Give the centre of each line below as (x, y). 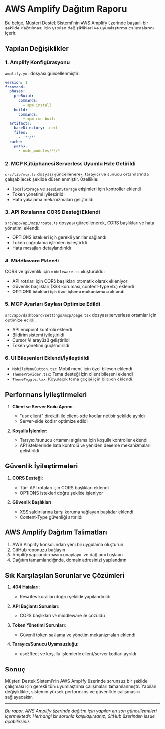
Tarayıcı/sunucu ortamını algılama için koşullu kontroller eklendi (83, 440)
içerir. (11, 33)
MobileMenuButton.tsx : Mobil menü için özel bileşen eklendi (72, 369)
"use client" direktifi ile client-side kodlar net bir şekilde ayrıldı (82, 416)
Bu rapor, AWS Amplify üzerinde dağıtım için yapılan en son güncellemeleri (81, 711)
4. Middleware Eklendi (32, 261)
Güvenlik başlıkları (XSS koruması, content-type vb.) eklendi (73, 286)
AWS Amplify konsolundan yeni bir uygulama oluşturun (68, 544)
